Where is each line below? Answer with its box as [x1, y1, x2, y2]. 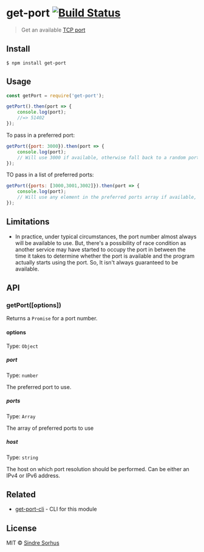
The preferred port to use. [6, 383, 72, 390]
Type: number [6, 371, 38, 379]
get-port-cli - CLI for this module [15, 505, 97, 513]
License [6, 523, 37, 533]
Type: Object [6, 342, 38, 350]
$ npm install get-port [6, 60, 67, 66]
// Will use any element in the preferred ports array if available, [17, 195, 197, 201]
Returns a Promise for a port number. [6, 315, 98, 322]
